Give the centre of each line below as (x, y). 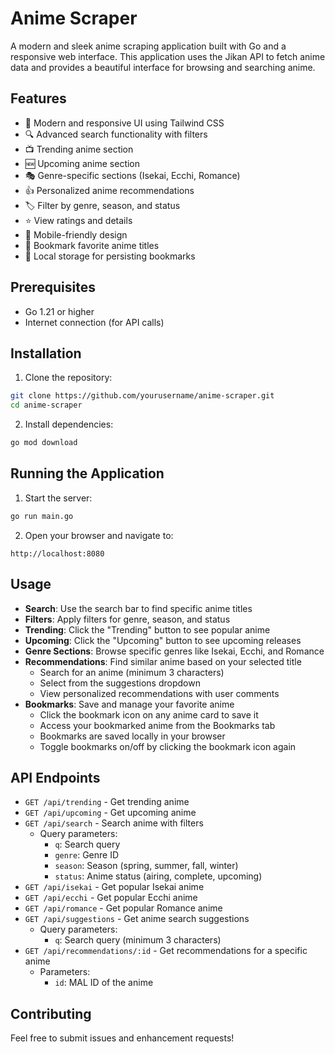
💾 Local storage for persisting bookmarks (110, 256)
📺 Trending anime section (79, 149)
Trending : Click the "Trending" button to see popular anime (147, 629)
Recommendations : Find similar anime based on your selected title (163, 661)
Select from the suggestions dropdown (120, 683)
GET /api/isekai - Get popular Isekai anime (114, 887)
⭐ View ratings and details (78, 220)
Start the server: (58, 498)
